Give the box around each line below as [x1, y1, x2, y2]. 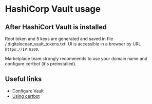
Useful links [5, 75, 42, 83]
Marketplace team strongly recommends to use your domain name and [5, 56, 148, 62]
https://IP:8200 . [5, 46, 39, 52]
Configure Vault [12, 88, 44, 94]
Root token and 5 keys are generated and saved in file [5, 36, 114, 42]
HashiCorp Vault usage [5, 3, 101, 15]
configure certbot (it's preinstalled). [5, 61, 76, 66]
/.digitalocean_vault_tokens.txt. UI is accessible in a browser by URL [5, 41, 141, 47]
